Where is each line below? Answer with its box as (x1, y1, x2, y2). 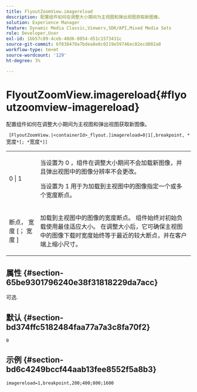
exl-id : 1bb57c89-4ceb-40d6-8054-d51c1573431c (6, 36, 122, 42)
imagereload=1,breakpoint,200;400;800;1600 (6, 380, 114, 386)
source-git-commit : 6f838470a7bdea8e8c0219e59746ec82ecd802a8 (6, 42, 161, 48)
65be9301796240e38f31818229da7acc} (6, 277, 158, 288)
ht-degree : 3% (6, 58, 41, 63)
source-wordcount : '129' (6, 52, 67, 58)
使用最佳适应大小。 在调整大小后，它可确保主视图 (46, 222, 183, 231)
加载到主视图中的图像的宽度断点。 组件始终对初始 (40, 214, 177, 222)
